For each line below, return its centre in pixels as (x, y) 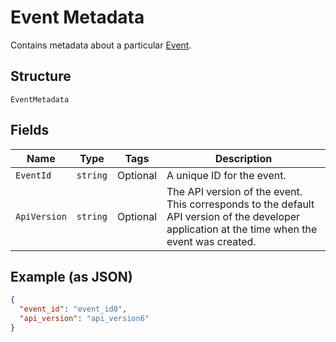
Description (243, 158)
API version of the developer (233, 216)
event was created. (211, 241)
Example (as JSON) (71, 276)
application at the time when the (242, 229)
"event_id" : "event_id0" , (73, 309)
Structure (41, 76)
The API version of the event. (234, 191)
